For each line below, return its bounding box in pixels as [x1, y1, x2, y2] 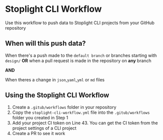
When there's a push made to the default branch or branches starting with [5, 52, 157, 58]
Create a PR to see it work [12, 130, 65, 136]
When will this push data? [5, 39, 86, 48]
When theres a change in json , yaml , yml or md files [5, 76, 105, 82]
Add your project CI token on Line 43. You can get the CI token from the [12, 120, 159, 126]
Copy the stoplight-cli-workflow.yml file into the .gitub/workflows [12, 109, 150, 115]
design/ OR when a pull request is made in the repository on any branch [5, 58, 152, 64]
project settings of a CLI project [12, 125, 77, 131]
